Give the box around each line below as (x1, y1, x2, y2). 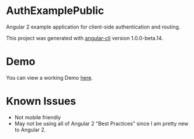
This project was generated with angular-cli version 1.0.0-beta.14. (6, 34, 164, 41)
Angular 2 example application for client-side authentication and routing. (6, 23, 181, 30)
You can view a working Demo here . (6, 74, 93, 81)
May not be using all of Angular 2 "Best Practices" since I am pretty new (14, 120, 189, 127)
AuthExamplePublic (6, 4, 104, 17)
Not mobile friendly (14, 113, 61, 120)
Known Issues (6, 95, 77, 108)
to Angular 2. (14, 126, 46, 133)
